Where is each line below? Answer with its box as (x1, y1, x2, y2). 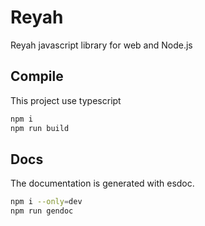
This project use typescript (10, 94, 122, 106)
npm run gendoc (10, 206, 74, 216)
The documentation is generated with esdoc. (10, 177, 195, 190)
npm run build (10, 123, 70, 133)
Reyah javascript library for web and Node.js (10, 39, 193, 51)
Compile (10, 68, 64, 85)
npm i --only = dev (10, 197, 83, 207)
